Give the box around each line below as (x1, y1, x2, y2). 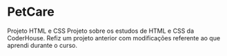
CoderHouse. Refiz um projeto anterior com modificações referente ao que (7, 33, 221, 42)
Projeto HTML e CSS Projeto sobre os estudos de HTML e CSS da (7, 27, 195, 35)
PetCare (7, 4, 55, 20)
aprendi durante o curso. (7, 41, 78, 49)
